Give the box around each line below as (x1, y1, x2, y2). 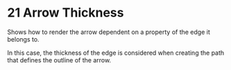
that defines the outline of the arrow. (7, 55, 112, 64)
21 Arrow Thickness (7, 5, 124, 21)
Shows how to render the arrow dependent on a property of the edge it (7, 28, 210, 36)
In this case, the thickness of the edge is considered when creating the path (7, 49, 225, 57)
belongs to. (7, 35, 40, 43)
